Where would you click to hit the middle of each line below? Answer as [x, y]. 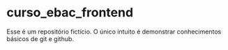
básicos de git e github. [40, 38]
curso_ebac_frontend [70, 13]
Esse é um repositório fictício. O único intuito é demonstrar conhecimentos [114, 32]
